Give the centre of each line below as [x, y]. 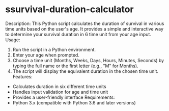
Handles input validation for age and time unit [60, 92]
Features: [23, 76]
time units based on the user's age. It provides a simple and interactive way [84, 29]
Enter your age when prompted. [46, 55]
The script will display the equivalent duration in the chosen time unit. [86, 71]
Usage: [13, 40]
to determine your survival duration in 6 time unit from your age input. [78, 34]
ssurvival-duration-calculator [69, 9]
